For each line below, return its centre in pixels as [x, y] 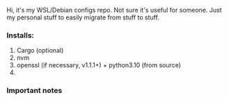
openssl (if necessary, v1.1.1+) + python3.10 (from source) [99, 65]
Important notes [34, 91]
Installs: [21, 35]
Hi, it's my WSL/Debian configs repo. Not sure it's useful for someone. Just [114, 10]
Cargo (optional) [40, 51]
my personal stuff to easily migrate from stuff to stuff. [83, 17]
